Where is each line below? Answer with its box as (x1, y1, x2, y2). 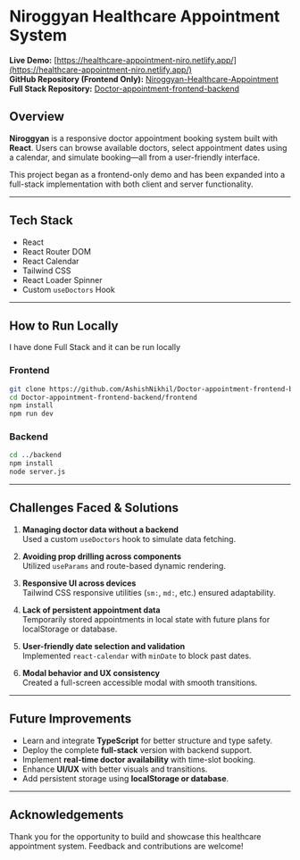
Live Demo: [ (9, 54, 58, 65)
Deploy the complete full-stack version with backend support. (21, 744, 253, 756)
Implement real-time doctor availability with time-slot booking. (21, 754, 256, 764)
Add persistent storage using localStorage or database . (21, 772, 229, 783)
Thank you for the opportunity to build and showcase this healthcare (9, 831, 262, 841)
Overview (9, 109, 65, 124)
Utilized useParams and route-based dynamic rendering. (21, 560, 226, 571)
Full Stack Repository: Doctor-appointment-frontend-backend (9, 83, 239, 94)
